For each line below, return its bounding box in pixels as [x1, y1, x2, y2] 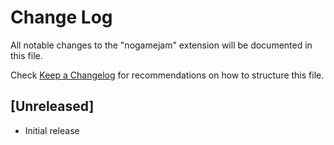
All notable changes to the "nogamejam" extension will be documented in [10, 39, 313, 51]
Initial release [24, 124, 80, 136]
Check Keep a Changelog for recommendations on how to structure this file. [10, 69, 325, 81]
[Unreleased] [10, 98, 95, 115]
